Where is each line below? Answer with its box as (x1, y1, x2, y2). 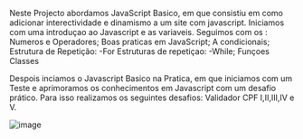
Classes (9, 56, 39, 66)
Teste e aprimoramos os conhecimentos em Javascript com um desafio (9, 83, 277, 93)
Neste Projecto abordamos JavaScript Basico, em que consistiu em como (9, 8, 283, 18)
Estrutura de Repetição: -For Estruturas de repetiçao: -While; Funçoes (9, 46, 270, 57)
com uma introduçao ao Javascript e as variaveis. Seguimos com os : (9, 27, 269, 37)
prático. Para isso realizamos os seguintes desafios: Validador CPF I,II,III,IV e (9, 92, 295, 103)
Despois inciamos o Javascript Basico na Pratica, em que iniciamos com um (9, 73, 293, 84)
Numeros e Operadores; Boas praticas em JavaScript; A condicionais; (9, 36, 270, 47)
